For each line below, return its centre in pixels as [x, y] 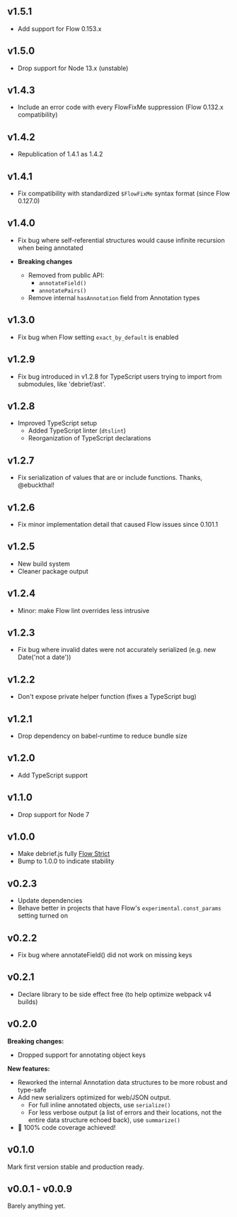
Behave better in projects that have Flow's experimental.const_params [119, 908]
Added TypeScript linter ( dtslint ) [77, 430]
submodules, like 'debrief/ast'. [62, 384]
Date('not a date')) [44, 657]
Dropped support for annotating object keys [82, 1055]
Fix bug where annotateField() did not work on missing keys [105, 955]
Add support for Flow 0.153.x [59, 28]
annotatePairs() [63, 291]
